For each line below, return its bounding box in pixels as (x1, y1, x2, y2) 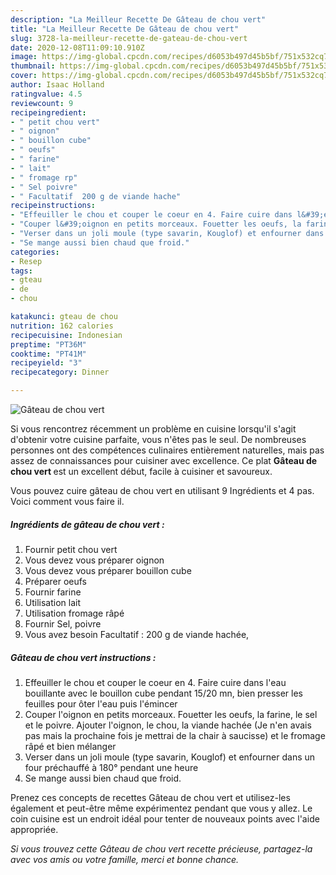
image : (10, 52, 38, 62)
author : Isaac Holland (10, 80, 105, 90)
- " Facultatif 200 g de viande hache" (10, 191, 182, 201)
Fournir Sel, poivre (24, 617, 102, 630)
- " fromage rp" (10, 172, 78, 183)
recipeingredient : (10, 107, 87, 118)
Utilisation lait (24, 596, 82, 608)
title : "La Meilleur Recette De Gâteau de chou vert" (10, 24, 240, 34)
